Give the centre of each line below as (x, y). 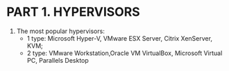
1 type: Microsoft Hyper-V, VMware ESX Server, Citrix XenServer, (120, 38)
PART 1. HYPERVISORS (73, 12)
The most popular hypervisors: (60, 31)
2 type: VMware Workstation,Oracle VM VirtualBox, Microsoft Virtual (125, 53)
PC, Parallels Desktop (58, 60)
